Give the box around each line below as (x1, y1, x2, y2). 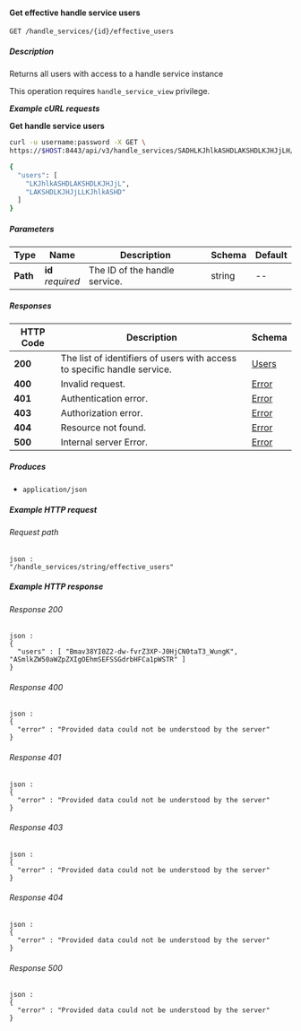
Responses (9, 300, 52, 311)
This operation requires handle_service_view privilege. (9, 86, 211, 97)
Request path (9, 527, 59, 538)
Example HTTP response (9, 581, 104, 592)
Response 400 (9, 681, 64, 692)
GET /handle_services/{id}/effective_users (9, 27, 175, 36)
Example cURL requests (9, 103, 100, 114)
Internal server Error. (60, 436, 148, 448)
